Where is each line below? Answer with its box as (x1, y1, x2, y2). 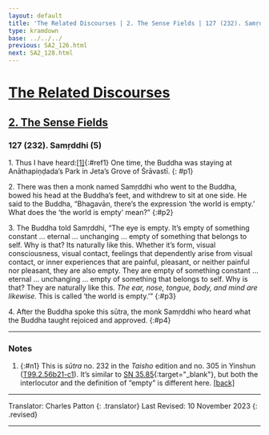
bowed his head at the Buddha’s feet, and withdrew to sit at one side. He (8, 190, 247, 200)
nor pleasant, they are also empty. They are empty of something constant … (8, 266, 259, 275)
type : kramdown (8, 26, 59, 35)
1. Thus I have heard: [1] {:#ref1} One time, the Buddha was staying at (8, 157, 232, 167)
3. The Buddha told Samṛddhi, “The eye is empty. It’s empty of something (8, 222, 250, 233)
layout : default (8, 11, 62, 20)
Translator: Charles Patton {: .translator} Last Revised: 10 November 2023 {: (8, 401, 258, 411)
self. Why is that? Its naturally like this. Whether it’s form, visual (8, 240, 216, 250)
